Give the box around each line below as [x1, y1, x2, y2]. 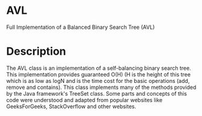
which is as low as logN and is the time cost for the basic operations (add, [6, 77, 190, 84]
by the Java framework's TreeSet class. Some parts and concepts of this [6, 90, 187, 97]
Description [6, 44, 66, 58]
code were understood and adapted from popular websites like [6, 96, 163, 103]
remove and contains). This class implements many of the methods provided [6, 84, 197, 91]
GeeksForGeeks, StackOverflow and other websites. [6, 103, 137, 110]
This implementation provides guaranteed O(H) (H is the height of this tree [6, 70, 191, 78]
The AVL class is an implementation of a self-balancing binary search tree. [6, 64, 191, 72]
